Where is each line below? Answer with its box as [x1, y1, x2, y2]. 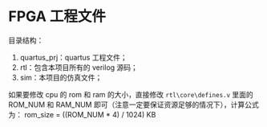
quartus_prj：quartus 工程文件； [19, 52, 127, 62]
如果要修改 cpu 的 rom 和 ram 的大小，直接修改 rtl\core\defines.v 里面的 [8, 89, 254, 99]
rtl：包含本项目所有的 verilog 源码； [19, 62, 139, 72]
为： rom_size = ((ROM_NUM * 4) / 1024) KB [8, 109, 156, 119]
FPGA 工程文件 [8, 7, 107, 26]
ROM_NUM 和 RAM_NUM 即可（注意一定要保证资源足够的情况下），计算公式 [8, 100, 259, 109]
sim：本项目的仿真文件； [19, 72, 103, 82]
